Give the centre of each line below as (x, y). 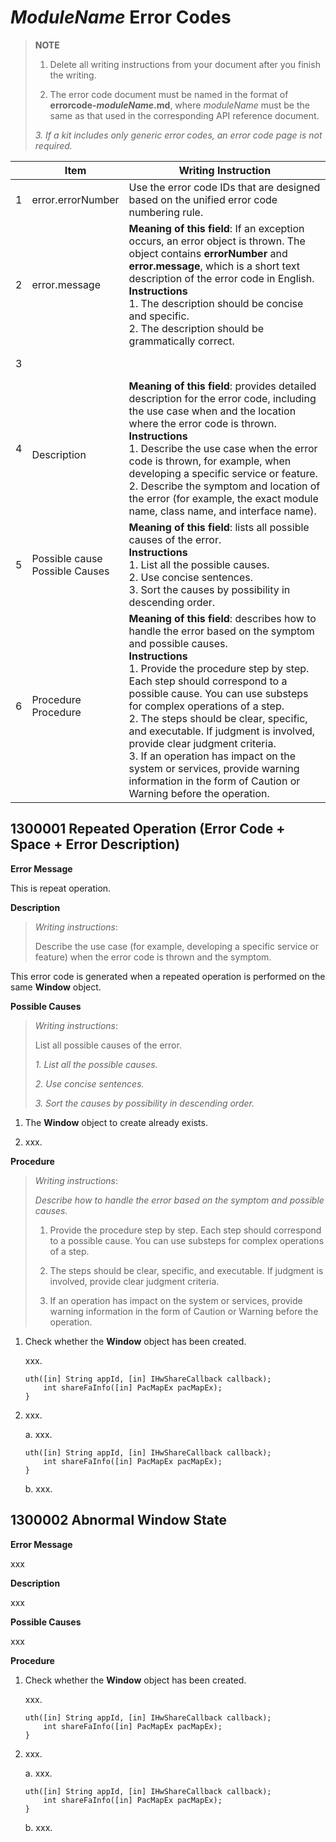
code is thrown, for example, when (210, 461)
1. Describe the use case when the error (223, 448)
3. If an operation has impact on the (212, 756)
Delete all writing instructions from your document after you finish (185, 64)
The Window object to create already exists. (116, 1122)
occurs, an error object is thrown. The (217, 241)
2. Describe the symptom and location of (224, 486)
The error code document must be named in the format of (169, 94)
